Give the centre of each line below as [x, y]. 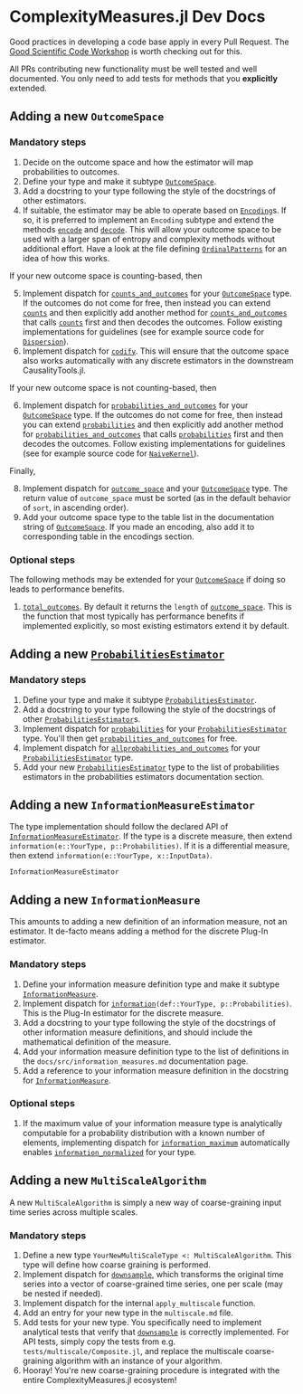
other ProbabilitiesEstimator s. [81, 719]
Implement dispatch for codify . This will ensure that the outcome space [156, 351]
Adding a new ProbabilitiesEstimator [117, 654]
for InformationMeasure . [66, 1080]
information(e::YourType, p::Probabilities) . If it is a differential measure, [150, 846]
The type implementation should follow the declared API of [119, 827]
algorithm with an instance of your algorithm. [139, 1361]
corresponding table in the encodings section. [108, 536]
